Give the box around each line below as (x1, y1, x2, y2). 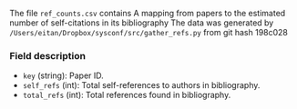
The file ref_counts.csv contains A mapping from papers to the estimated (9, 8, 286, 18)
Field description (9, 49, 87, 62)
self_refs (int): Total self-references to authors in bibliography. (22, 80, 261, 91)
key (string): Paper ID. (22, 70, 105, 81)
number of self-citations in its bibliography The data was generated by (9, 17, 274, 28)
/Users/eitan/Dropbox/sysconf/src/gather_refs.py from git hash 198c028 (9, 27, 289, 37)
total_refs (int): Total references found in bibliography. (22, 90, 231, 101)
